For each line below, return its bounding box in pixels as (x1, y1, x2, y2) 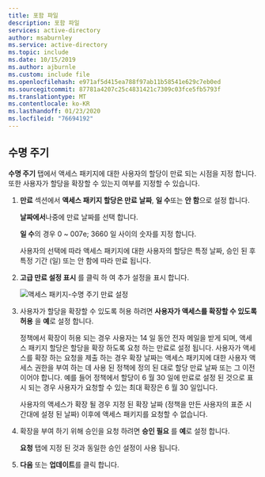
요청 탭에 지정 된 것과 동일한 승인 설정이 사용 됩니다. (19, 443, 180, 452)
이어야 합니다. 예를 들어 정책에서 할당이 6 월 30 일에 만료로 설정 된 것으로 (19, 372, 245, 382)
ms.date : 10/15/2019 (8, 56, 77, 64)
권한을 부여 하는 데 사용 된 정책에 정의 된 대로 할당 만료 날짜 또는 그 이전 (34, 362, 256, 372)
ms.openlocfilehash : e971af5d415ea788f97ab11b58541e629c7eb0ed (8, 78, 221, 86)
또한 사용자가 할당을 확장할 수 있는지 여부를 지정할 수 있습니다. (8, 178, 200, 188)
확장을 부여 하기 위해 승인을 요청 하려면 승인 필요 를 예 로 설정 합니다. (19, 425, 231, 436)
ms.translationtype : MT (8, 93, 87, 101)
